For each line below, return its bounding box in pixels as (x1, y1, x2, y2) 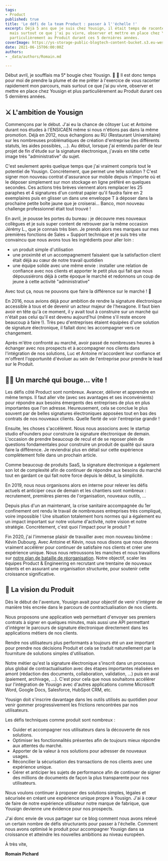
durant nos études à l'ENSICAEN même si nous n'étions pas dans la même (5, 127, 158, 133)
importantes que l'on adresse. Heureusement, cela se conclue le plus (5, 405, 148, 411)
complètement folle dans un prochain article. (5, 452, 97, 458)
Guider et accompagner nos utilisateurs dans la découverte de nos (12, 726, 150, 732)
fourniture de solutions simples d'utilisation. (5, 650, 95, 656)
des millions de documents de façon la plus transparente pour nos (12, 774, 149, 781)
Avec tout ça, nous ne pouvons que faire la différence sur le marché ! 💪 (5, 288, 151, 294)
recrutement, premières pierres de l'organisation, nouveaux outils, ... (5, 493, 146, 499)
